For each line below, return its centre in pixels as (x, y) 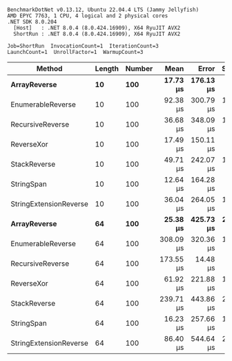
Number (139, 68)
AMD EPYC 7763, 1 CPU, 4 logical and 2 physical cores (88, 16)
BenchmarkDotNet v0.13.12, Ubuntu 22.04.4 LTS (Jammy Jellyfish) (103, 10)
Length (107, 68)
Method (49, 68)
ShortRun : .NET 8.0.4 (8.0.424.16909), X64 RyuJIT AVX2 (97, 34)
